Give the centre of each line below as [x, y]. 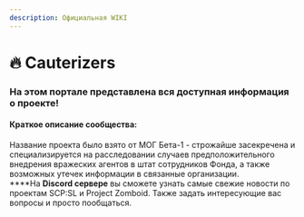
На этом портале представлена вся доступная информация [149, 92]
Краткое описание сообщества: [74, 124]
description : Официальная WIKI [69, 18]
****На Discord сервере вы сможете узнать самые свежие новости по [150, 183]
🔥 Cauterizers [63, 62]
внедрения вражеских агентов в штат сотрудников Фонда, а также [140, 163]
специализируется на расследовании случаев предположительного [142, 154]
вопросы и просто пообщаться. [71, 202]
